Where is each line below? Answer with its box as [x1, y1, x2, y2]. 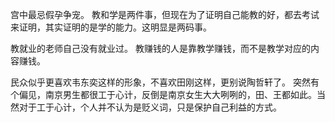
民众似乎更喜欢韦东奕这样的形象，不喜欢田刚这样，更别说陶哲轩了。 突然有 [10, 76, 320, 88]
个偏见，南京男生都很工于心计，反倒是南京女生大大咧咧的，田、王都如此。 [10, 89, 317, 100]
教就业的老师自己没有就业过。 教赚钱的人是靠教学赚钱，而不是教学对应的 [10, 43, 311, 54]
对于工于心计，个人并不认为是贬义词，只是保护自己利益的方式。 [18, 101, 282, 113]
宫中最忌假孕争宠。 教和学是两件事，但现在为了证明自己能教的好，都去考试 [10, 9, 320, 20]
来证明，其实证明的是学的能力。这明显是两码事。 [10, 21, 212, 33]
